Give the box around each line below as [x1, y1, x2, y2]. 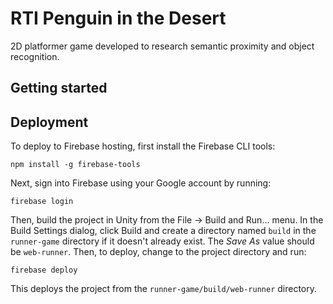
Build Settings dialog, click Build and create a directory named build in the [10, 225, 317, 237]
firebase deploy [10, 265, 78, 276]
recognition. [10, 50, 60, 62]
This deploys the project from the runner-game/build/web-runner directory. [10, 283, 318, 295]
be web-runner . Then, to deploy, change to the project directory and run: [10, 246, 307, 258]
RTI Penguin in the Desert [10, 7, 227, 30]
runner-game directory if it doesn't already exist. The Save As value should [10, 235, 315, 247]
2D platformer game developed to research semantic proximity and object [10, 40, 315, 52]
